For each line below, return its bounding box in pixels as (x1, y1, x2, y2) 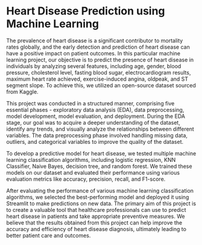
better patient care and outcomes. (6, 232, 91, 239)
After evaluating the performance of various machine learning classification (6, 187, 194, 194)
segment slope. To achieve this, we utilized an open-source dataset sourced (6, 81, 196, 88)
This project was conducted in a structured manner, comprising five (6, 99, 175, 107)
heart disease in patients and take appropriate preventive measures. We (6, 212, 185, 220)
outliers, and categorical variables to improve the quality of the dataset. (6, 138, 184, 145)
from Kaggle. (6, 88, 39, 95)
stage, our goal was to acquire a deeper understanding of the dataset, (6, 119, 181, 126)
